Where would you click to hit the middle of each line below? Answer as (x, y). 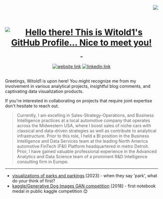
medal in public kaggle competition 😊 (50, 191)
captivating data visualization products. (44, 91)
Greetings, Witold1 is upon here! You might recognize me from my (71, 81)
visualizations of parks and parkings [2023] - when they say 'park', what (85, 175)
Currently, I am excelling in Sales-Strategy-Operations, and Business (85, 115)
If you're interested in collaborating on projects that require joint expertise (79, 100)
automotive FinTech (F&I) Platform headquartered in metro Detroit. (83, 146)
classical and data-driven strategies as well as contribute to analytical (87, 131)
